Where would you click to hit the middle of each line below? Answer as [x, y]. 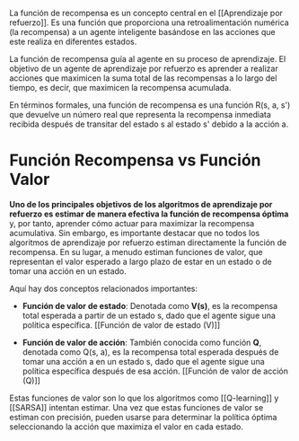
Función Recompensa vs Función [136, 160]
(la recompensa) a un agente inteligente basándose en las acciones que [142, 32]
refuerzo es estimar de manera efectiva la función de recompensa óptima [149, 214]
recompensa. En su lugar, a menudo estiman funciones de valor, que [136, 251]
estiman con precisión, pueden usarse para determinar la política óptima [143, 417]
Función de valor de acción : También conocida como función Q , [142, 342]
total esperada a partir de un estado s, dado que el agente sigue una [149, 315]
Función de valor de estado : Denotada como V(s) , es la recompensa [150, 305]
